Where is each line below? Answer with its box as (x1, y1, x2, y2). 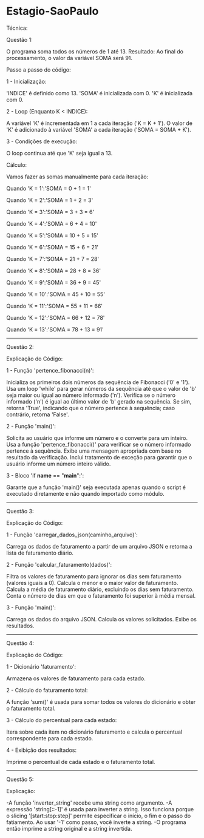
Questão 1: (6, 36, 33, 43)
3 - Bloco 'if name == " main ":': (6, 471, 84, 479)
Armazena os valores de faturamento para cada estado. (6, 675, 146, 682)
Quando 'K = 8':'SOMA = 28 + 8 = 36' (6, 267, 101, 274)
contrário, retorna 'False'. (6, 411, 69, 418)
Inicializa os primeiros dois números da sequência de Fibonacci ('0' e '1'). (6, 378, 190, 386)
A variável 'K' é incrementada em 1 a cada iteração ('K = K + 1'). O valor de (6, 120, 193, 127)
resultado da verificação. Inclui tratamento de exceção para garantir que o (6, 453, 192, 461)
